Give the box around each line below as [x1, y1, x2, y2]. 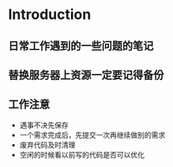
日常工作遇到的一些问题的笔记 [8, 39, 154, 52]
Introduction [8, 6, 92, 24]
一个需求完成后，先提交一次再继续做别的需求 [19, 130, 166, 139]
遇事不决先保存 [19, 120, 69, 130]
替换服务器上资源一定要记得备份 [8, 68, 164, 82]
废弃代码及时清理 [19, 140, 76, 150]
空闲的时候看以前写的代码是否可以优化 [19, 150, 145, 159]
